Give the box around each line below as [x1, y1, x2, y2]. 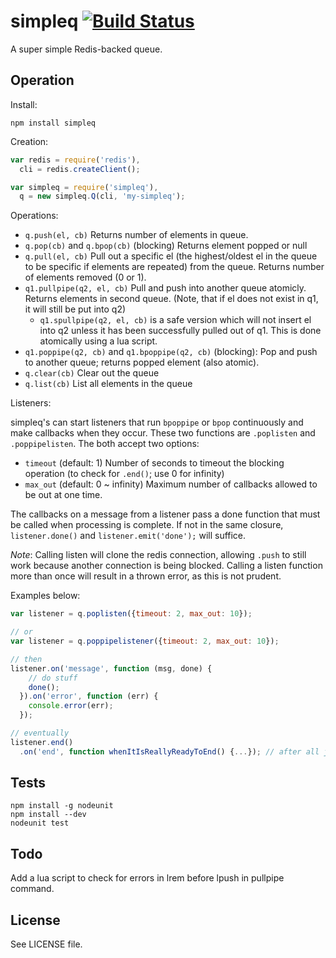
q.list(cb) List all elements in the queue [24, 378, 193, 390]
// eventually [10, 728, 70, 738]
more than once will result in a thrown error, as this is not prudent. [10, 570, 282, 582]
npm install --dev [10, 810, 87, 820]
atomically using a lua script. [39, 335, 158, 347]
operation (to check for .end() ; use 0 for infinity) [24, 468, 225, 480]
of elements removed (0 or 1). [24, 271, 147, 284]
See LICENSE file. [10, 938, 83, 950]
